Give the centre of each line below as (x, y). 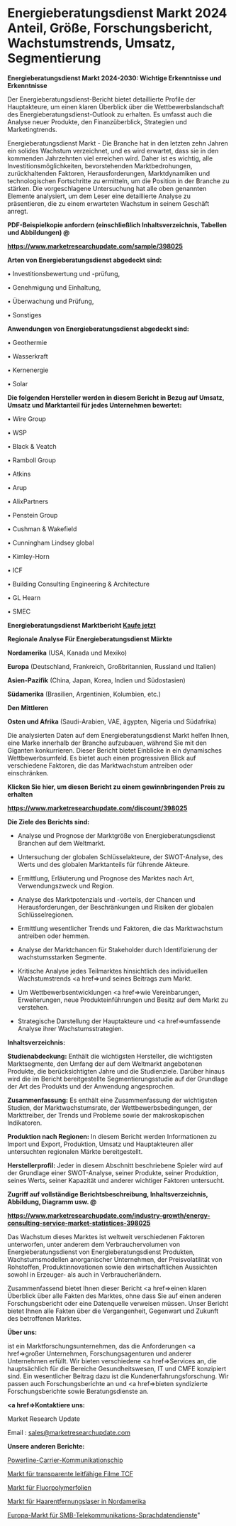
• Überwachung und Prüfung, (51, 301)
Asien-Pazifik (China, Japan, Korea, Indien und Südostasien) (96, 680)
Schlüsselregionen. (46, 915)
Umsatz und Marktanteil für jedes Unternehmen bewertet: (95, 405)
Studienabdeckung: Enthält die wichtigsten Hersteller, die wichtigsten (110, 1056)
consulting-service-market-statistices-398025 (79, 1223)
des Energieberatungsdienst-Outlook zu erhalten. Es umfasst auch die (110, 114)
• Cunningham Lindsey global (51, 543)
